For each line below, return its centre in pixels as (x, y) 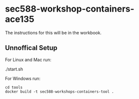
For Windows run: (23, 78)
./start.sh (14, 69)
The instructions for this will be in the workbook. (53, 33)
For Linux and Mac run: (28, 60)
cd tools (14, 87)
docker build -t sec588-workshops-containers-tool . (60, 91)
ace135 (20, 19)
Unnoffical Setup (31, 48)
